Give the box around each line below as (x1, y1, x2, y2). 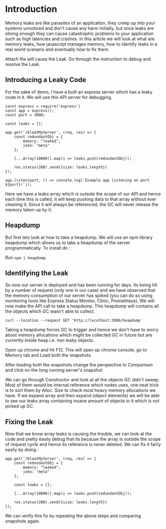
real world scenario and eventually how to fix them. (5, 46, 110, 52)
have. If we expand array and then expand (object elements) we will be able (5, 393, 160, 399)
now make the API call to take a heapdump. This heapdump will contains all (5, 303, 159, 309)
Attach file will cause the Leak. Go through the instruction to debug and (5, 56, 151, 62)
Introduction (5, 3, 57, 15)
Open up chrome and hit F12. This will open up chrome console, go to (5, 347, 147, 353)
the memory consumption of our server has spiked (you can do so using (5, 292, 153, 299)
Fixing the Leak (5, 418, 54, 426)
